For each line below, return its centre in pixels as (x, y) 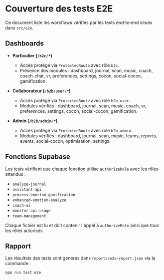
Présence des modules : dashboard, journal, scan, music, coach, (86, 70)
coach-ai (21, 205)
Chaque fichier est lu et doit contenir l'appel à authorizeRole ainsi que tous (82, 225)
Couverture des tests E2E (59, 9)
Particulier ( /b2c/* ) (32, 55)
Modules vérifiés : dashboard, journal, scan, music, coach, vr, (83, 106)
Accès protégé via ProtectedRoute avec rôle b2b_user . (75, 100)
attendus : (15, 174)
